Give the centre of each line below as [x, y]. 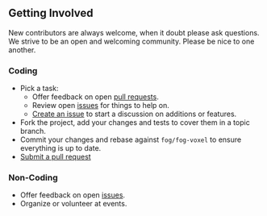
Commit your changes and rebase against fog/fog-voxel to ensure [131, 139]
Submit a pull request [55, 157]
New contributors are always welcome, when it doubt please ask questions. [134, 32]
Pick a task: [39, 89]
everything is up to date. [60, 148]
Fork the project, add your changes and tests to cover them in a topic [135, 123]
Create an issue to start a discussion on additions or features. [134, 114]
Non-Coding [33, 178]
